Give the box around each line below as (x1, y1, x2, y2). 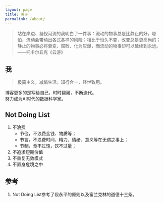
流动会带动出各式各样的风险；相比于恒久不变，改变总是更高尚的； (26, 37, 161, 43)
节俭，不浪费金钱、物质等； (19, 131, 77, 136)
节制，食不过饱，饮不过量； (19, 143, 77, 149)
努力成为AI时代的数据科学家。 (5, 96, 66, 102)
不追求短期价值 (12, 149, 43, 155)
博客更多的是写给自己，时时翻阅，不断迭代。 (5, 90, 97, 96)
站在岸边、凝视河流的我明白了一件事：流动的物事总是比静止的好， (17, 31, 152, 37)
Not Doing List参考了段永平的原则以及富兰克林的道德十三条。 (12, 191, 137, 197)
